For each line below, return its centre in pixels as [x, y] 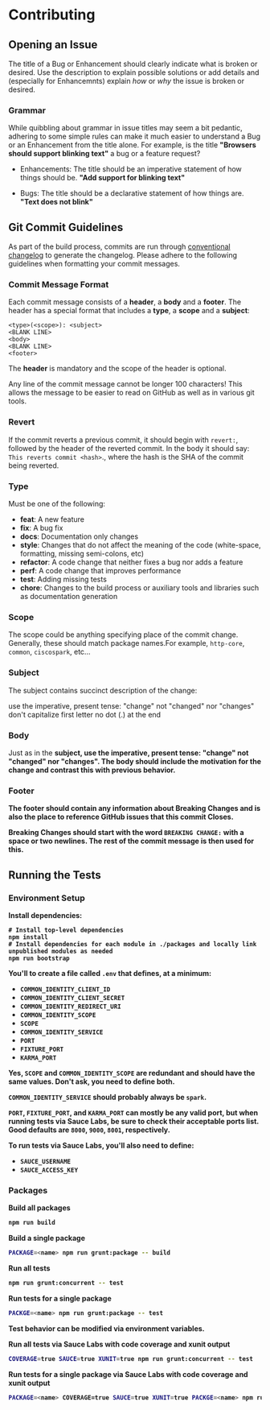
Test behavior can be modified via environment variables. [106, 1328]
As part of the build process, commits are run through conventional [119, 246]
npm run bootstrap [39, 958]
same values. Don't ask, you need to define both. [92, 1081]
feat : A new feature [52, 519]
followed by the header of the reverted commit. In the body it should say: [129, 448]
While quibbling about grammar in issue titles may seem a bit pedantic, [125, 128]
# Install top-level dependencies [66, 930]
